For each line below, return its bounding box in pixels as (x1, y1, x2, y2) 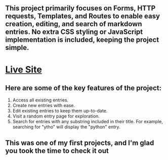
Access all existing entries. (12, 97, 69, 103)
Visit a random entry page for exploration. (12, 113, 100, 119)
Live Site (5, 64, 42, 75)
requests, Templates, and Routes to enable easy (5, 12, 160, 21)
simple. (5, 43, 29, 52)
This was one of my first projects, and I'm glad (5, 138, 154, 147)
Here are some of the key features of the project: (5, 83, 162, 92)
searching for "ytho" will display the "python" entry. (12, 124, 120, 130)
